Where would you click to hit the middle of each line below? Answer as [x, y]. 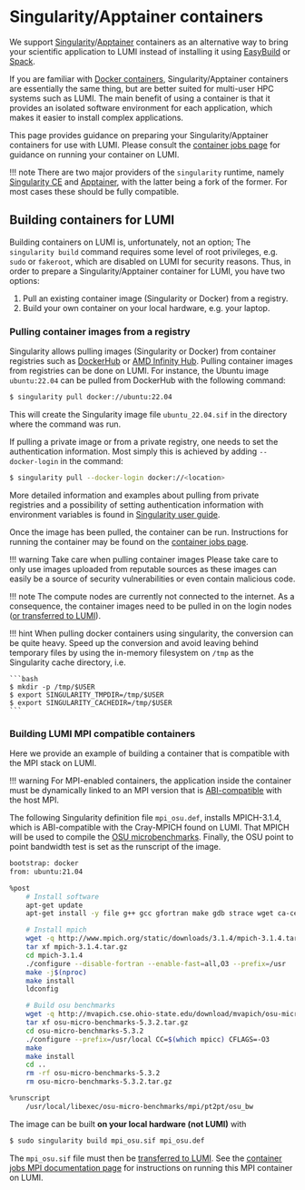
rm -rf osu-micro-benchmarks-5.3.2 [93, 1074]
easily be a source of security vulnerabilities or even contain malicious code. [152, 579]
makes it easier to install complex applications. [97, 117]
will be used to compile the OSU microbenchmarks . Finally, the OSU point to [152, 837]
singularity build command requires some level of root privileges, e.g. [144, 251]
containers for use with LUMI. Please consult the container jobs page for [145, 145]
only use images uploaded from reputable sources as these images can [143, 569]
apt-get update [54, 905]
